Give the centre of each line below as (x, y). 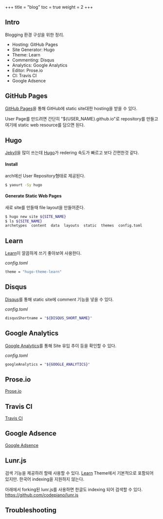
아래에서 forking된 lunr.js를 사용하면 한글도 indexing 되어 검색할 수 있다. (74, 489)
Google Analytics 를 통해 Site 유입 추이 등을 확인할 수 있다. (61, 346)
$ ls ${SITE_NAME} (24, 221)
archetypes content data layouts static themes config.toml (74, 226)
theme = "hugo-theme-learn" (34, 272)
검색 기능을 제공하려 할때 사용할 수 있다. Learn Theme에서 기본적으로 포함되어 (79, 473)
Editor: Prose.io (27, 70)
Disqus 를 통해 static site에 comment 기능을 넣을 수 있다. (59, 299)
